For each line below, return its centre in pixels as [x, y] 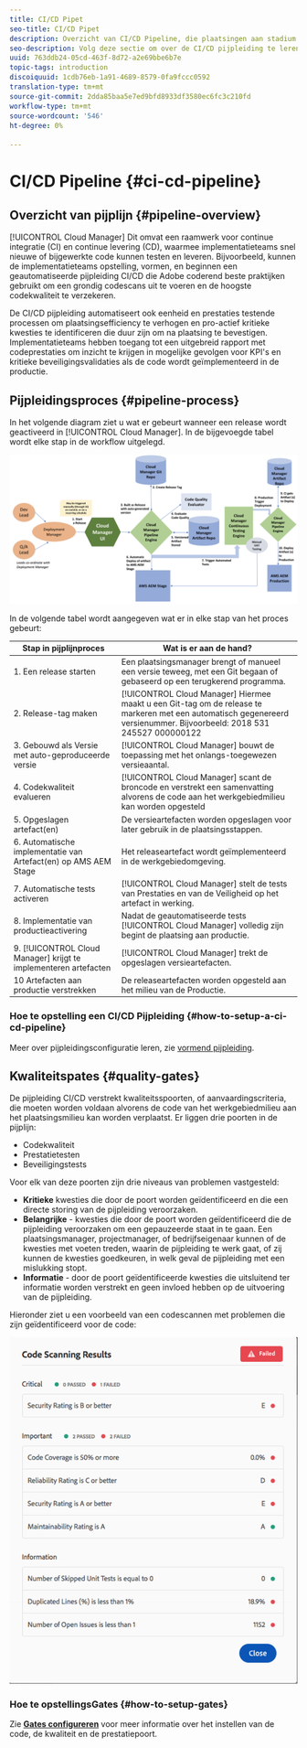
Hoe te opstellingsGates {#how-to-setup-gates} [119, 1704]
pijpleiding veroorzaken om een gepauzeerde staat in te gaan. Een [147, 1229]
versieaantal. [145, 765]
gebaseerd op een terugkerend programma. [203, 681]
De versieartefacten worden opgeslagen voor [206, 820]
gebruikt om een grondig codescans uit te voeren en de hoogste [131, 286]
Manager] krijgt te [47, 958]
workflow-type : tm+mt [51, 106]
